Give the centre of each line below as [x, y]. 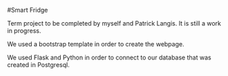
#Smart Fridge [28, 10]
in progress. [24, 31]
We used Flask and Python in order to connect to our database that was [110, 57]
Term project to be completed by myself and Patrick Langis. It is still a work [114, 23]
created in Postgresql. [39, 65]
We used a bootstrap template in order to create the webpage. [96, 44]
